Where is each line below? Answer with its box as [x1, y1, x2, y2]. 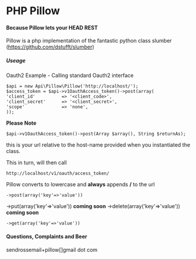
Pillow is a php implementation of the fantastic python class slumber [6, 37, 172, 44]
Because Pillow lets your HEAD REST [6, 24, 99, 31]
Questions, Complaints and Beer [6, 232, 87, 240]
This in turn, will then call [6, 159, 67, 166]
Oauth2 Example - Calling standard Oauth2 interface [6, 72, 134, 79]
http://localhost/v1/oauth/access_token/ [6, 170, 110, 177]
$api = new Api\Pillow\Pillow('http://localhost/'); [6, 83, 139, 89]
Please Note [6, 119, 37, 127]
